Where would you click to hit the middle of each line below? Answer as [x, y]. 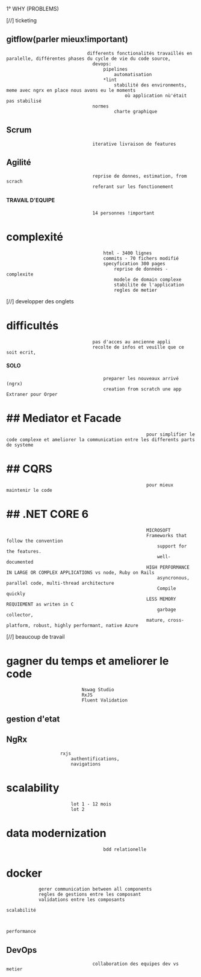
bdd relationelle [125, 849]
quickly [16, 594]
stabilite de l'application [149, 285]
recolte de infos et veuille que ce [138, 347]
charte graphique [136, 111]
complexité [35, 237]
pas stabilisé [24, 101]
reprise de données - [141, 269]
